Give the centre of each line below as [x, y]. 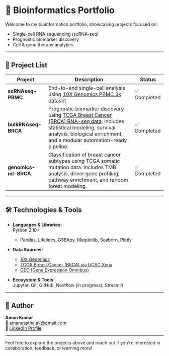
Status [148, 79]
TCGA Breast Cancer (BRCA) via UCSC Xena [66, 264]
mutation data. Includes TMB [82, 167]
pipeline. [59, 147]
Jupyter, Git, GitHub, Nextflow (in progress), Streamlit [68, 285]
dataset [57, 100]
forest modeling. [68, 186]
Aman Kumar [19, 318]
